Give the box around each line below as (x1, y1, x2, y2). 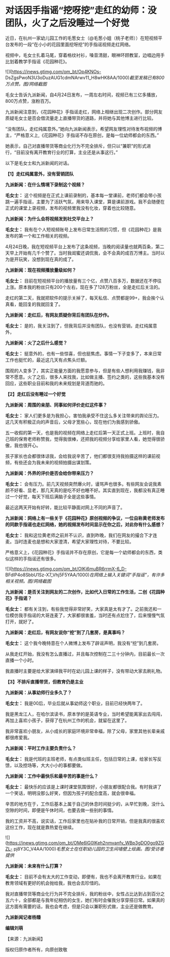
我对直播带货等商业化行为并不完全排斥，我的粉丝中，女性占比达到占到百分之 (5, 891, 165, 897)
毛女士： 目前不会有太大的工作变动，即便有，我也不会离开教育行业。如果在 (5, 873, 162, 880)
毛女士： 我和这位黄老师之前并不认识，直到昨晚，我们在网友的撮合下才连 (5, 532, 157, 538)
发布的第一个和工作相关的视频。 (5, 232, 72, 238)
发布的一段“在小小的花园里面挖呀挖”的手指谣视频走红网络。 (9, 41, 134, 47)
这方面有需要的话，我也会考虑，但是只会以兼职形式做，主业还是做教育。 (5, 903, 156, 909)
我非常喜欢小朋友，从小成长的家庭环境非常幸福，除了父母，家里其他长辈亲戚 (5, 728, 165, 734)
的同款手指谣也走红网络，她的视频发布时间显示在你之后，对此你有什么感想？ (5, 521, 165, 527)
